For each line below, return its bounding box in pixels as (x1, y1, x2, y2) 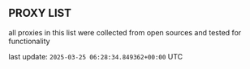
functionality (8, 36, 50, 46)
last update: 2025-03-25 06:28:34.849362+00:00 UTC (8, 51, 183, 61)
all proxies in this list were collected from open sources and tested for (8, 27, 242, 37)
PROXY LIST (8, 6, 71, 20)
